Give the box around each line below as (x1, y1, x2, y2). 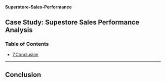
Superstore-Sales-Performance (5, 4, 72, 10)
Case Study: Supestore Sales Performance (5, 18, 140, 27)
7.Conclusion (12, 52, 39, 57)
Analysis (5, 26, 33, 34)
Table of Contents (5, 40, 49, 47)
